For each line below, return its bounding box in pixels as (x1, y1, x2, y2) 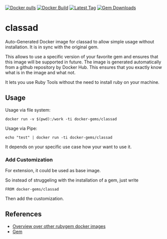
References (5, 210, 42, 219)
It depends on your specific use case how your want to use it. (5, 144, 132, 150)
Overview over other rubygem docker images (12, 223, 106, 229)
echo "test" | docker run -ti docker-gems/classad (5, 135, 113, 140)
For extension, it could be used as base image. (5, 168, 101, 174)
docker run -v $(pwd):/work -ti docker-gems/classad (5, 116, 117, 122)
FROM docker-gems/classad (5, 187, 59, 192)
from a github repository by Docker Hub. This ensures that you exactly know (5, 64, 162, 70)
